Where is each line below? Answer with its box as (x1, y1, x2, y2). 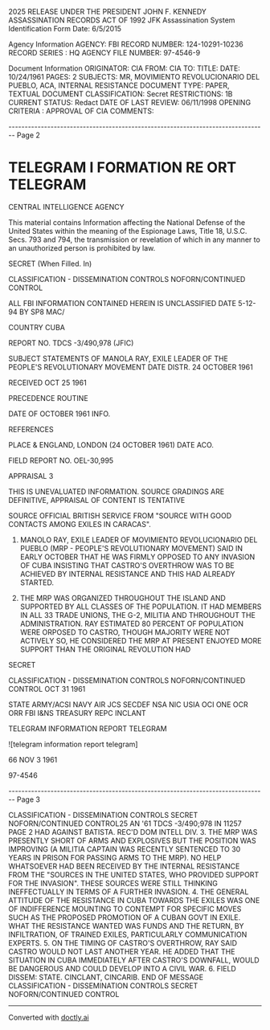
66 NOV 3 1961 (8, 754, 58, 764)
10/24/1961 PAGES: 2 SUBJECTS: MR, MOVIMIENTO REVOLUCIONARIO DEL (8, 72, 260, 81)
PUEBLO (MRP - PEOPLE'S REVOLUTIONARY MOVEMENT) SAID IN (19, 543, 243, 553)
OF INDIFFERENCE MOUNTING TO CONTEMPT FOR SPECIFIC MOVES (8, 904, 242, 914)
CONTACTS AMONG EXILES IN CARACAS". (8, 519, 151, 529)
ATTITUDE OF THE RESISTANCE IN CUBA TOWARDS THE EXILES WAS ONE (8, 895, 260, 905)
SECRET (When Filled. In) (8, 259, 92, 268)
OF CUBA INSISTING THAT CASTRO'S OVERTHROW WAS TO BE (19, 560, 235, 570)
